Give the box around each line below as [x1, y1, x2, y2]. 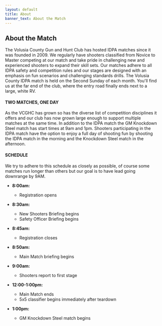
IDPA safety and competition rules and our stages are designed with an [5, 67, 147, 73]
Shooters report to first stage [19, 272, 77, 278]
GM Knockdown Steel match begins [19, 315, 91, 321]
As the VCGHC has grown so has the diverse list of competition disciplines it [5, 110, 157, 116]
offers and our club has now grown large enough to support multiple [5, 115, 141, 121]
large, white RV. [5, 88, 36, 94]
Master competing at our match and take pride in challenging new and [5, 57, 145, 63]
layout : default [5, 7, 38, 12]
